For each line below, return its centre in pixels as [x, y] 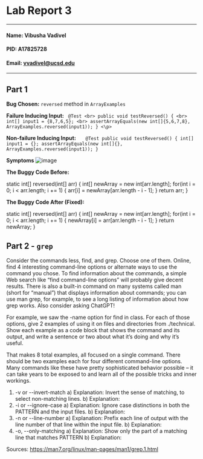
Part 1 [17, 89]
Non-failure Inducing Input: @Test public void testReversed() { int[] [100, 138]
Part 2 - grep [30, 246]
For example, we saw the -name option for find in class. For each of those [98, 317]
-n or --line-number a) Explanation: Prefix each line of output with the [101, 418]
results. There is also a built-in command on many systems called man [94, 286]
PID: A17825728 [27, 49]
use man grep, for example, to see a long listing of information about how [98, 299]
